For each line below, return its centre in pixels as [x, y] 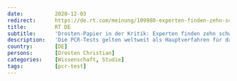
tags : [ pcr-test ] [47, 66]
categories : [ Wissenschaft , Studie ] [66, 60]
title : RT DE [39, 27]
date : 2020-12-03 [47, 14]
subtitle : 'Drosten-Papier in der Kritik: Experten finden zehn [112, 33]
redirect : [22, 20]
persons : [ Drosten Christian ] [61, 54]
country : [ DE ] [38, 46]
